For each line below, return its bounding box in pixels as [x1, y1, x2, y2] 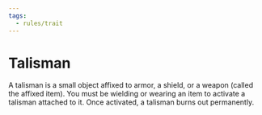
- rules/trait [15, 19, 63, 27]
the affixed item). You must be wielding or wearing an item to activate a [8, 89, 246, 99]
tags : [8, 11, 27, 20]
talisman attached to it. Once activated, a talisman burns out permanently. [8, 97, 255, 107]
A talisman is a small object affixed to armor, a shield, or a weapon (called [8, 80, 253, 90]
